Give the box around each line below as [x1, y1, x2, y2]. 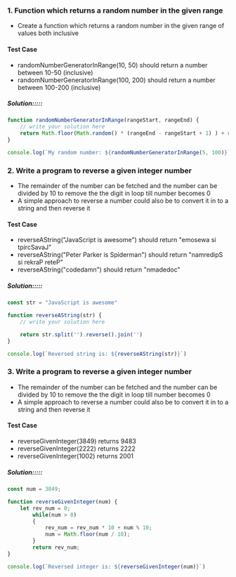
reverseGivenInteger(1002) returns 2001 [17, 452, 133, 460]
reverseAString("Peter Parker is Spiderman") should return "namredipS [17, 251, 223, 259]
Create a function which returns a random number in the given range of [17, 22, 225, 30]
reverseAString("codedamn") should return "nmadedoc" [17, 265, 181, 274]
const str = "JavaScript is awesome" [7, 299, 118, 307]
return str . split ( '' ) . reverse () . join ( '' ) [20, 331, 143, 338]
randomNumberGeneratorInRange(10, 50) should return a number [17, 60, 208, 69]
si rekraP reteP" [17, 258, 63, 267]
